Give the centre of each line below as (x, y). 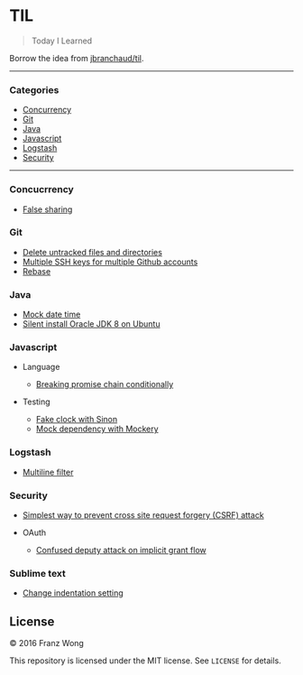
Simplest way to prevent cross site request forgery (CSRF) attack (143, 515)
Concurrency (47, 110)
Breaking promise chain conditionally (105, 384)
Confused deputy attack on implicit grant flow (121, 550)
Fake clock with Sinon (77, 420)
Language (41, 367)
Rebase (37, 271)
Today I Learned (62, 41)
